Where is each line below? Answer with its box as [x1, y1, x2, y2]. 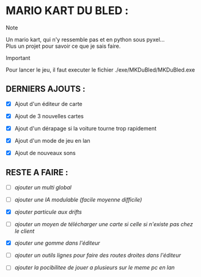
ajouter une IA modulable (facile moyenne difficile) [14, 195, 142, 203]
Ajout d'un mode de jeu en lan [14, 137, 90, 144]
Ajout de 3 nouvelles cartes [14, 112, 84, 120]
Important [5, 54, 31, 61]
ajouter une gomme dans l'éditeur [14, 240, 100, 247]
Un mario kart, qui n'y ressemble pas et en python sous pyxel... [5, 36, 165, 43]
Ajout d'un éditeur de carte [14, 100, 83, 107]
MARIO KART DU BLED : [5, 4, 129, 18]
